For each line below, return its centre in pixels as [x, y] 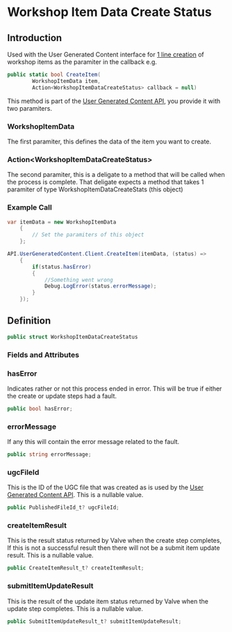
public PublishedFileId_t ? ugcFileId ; [63, 508]
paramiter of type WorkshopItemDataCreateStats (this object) [95, 189]
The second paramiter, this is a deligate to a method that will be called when [116, 175]
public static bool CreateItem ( [54, 74]
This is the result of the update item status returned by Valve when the [108, 601]
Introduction [35, 38]
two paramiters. [30, 108]
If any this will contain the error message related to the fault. [93, 442]
